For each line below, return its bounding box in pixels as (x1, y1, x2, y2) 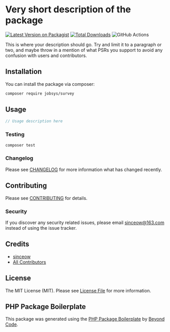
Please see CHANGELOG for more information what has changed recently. (5, 166, 162, 173)
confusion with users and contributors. (5, 52, 87, 59)
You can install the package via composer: (5, 81, 95, 87)
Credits (5, 240, 30, 249)
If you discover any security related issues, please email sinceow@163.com (5, 219, 165, 226)
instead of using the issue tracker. (5, 225, 77, 231)
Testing (5, 131, 25, 138)
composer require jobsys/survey (5, 91, 74, 96)
